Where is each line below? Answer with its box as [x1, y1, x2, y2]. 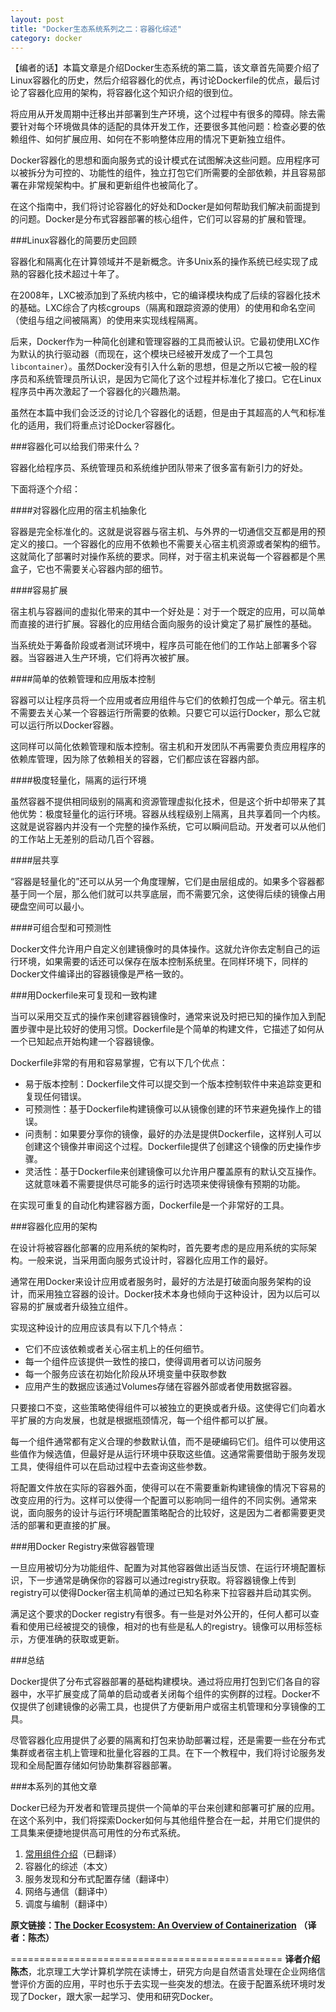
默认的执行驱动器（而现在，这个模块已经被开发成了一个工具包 [18, 348, 273, 360]
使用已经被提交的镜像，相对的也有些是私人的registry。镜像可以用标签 [27, 1621, 314, 1633]
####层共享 [10, 854, 60, 866]
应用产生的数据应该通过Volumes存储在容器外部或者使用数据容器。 [24, 1381, 298, 1393]
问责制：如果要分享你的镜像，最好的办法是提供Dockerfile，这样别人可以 [24, 1128, 322, 1140]
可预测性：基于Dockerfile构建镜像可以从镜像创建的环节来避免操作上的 [24, 1103, 313, 1115]
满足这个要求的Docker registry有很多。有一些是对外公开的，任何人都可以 [10, 1608, 311, 1620]
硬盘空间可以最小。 [10, 901, 90, 913]
